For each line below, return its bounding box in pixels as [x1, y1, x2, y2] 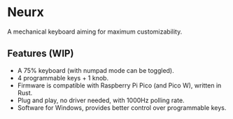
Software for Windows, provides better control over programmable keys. [17, 103, 227, 112]
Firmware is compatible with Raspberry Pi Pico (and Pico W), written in [17, 81, 222, 90]
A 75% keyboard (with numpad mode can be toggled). [17, 66, 175, 74]
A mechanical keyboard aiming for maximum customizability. [7, 27, 183, 36]
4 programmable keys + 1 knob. [17, 73, 109, 82]
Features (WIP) [7, 48, 74, 59]
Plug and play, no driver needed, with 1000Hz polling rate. [17, 96, 185, 104]
